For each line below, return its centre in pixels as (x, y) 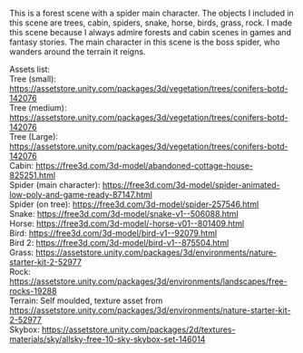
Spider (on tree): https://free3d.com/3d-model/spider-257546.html (134, 204)
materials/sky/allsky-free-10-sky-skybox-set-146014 (108, 339)
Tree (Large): (34, 137)
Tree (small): (33, 79)
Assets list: (30, 69)
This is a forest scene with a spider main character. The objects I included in (152, 13)
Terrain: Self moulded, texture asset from (86, 300)
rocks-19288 (33, 291)
